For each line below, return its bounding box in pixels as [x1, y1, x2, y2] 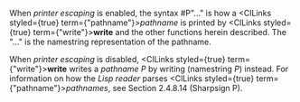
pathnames [66, 83, 108, 93]
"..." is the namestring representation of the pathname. [9, 36, 211, 47]
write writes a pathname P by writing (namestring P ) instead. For [46, 63, 289, 74]
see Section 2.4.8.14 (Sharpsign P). [112, 83, 243, 93]
